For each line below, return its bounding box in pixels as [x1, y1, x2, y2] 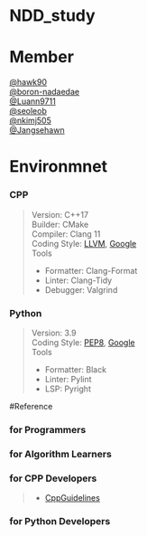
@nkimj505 [9, 115, 51, 127]
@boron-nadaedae [9, 87, 79, 98]
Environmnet [9, 156, 108, 177]
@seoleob [9, 106, 47, 117]
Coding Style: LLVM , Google [31, 238, 137, 249]
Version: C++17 [31, 209, 88, 220]
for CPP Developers [9, 472, 97, 484]
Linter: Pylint [44, 373, 92, 384]
